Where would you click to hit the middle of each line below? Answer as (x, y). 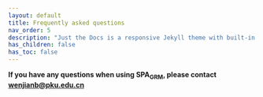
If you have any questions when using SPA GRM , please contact (112, 76)
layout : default (35, 15)
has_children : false (42, 45)
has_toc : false (33, 52)
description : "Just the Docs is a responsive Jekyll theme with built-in (132, 37)
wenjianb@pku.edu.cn (46, 84)
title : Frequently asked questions (67, 23)
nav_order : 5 (30, 30)
